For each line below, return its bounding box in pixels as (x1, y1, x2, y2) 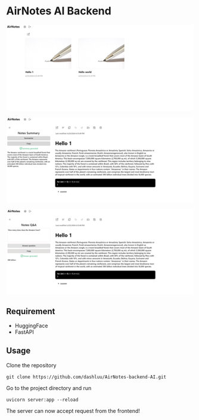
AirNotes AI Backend (6, 4, 111, 18)
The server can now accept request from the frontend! (6, 407, 140, 414)
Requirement (6, 306, 55, 316)
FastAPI (14, 328, 34, 336)
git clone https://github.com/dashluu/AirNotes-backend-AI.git (6, 374, 167, 380)
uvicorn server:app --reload (6, 397, 79, 403)
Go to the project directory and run (6, 384, 92, 391)
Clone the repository (6, 361, 57, 369)
